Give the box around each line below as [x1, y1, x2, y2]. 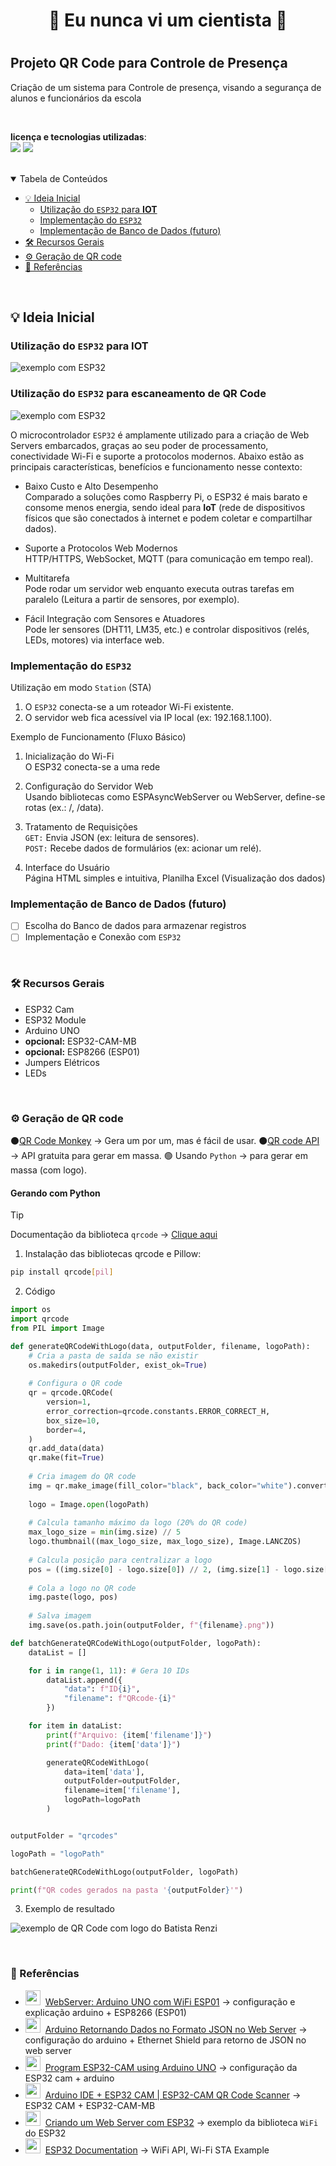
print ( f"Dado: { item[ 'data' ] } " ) [46, 1739, 182, 1749]
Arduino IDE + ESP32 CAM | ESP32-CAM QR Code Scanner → [44, 2089, 302, 2101]
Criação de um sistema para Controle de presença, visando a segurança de [10, 81, 322, 93]
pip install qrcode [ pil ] [10, 1267, 114, 1278]
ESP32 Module [24, 1014, 87, 1026]
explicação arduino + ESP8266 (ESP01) [24, 2006, 187, 2018]
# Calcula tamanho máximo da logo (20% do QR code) [28, 1518, 248, 1528]
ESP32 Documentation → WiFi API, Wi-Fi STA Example [44, 2144, 270, 2156]
